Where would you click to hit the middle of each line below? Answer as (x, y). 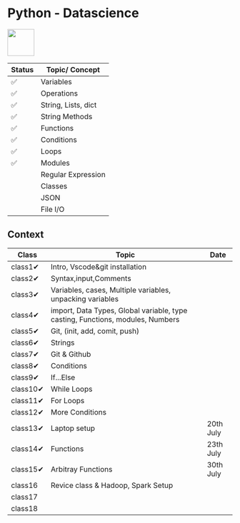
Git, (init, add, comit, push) (95, 331)
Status (22, 69)
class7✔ (25, 354)
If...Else (63, 377)
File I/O (52, 209)
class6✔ (25, 342)
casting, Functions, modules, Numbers (115, 319)
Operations (59, 93)
